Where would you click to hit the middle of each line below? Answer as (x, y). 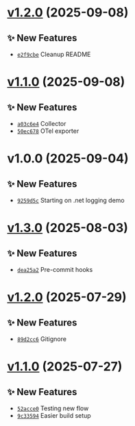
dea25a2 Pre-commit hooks (55, 270)
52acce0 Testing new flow (53, 408)
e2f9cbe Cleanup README (54, 54)
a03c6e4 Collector (41, 124)
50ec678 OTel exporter (48, 131)
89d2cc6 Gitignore (42, 339)
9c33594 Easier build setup (54, 415)
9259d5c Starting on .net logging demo (71, 200)
